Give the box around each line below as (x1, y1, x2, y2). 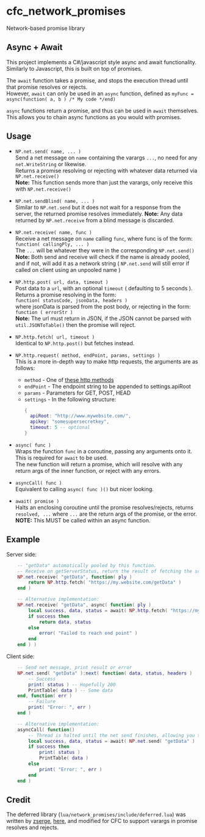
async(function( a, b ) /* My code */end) (6, 96, 116, 102)
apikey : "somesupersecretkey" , (29, 418, 110, 425)
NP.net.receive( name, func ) (15, 229, 93, 236)
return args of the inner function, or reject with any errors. (15, 467, 161, 474)
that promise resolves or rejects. (6, 83, 88, 90)
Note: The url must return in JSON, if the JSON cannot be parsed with (15, 315, 192, 322)
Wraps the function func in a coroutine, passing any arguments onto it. (15, 447, 192, 455)
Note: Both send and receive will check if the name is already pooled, (15, 253, 190, 260)
